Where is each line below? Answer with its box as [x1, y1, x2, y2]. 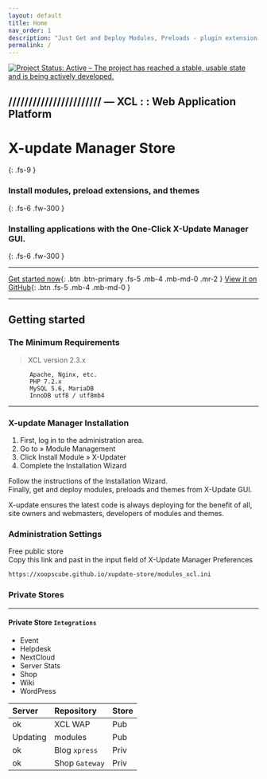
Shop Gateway [54, 757, 105, 769]
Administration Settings [8, 528, 103, 539]
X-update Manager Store [8, 139, 176, 157]
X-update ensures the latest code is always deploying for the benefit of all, [8, 500, 253, 510]
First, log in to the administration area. [19, 436, 145, 445]
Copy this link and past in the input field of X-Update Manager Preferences [8, 555, 253, 565]
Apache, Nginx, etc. [29, 370, 98, 378]
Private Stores [8, 589, 65, 601]
